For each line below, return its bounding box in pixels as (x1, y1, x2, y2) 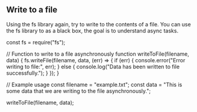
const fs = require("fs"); (6, 38, 66, 46)
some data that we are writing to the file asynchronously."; (6, 87, 151, 95)
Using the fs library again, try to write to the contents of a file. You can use (6, 20, 191, 28)
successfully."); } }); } (6, 69, 59, 77)
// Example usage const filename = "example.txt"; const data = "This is (6, 81, 183, 88)
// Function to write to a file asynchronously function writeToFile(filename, (6, 50, 190, 57)
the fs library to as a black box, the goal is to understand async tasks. (6, 27, 179, 34)
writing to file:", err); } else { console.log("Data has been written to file (6, 63, 180, 70)
